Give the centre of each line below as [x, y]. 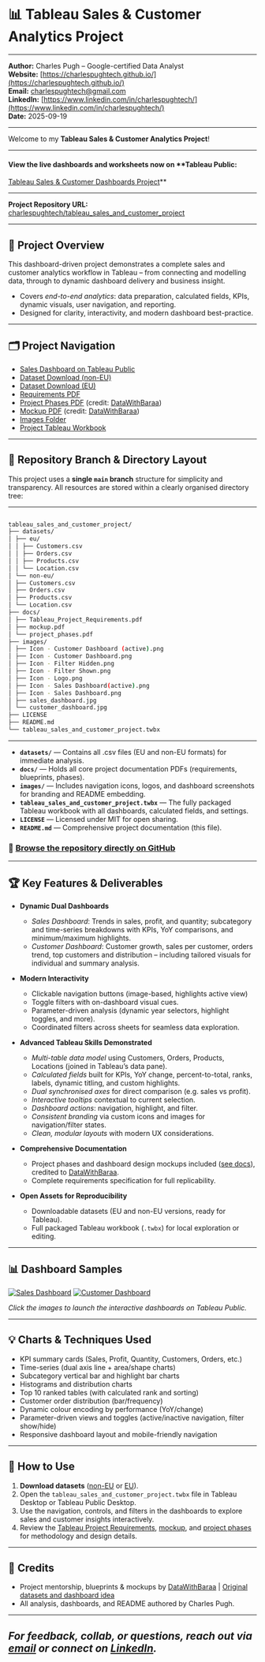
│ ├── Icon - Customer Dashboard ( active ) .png [86, 649]
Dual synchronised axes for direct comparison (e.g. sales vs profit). [141, 1092]
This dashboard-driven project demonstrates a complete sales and [117, 263]
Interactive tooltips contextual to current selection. [113, 1100]
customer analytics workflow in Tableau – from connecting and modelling [127, 272]
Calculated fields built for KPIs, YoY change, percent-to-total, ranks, [142, 1075]
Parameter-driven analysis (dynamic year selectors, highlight [130, 1010]
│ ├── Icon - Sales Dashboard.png [65, 693]
